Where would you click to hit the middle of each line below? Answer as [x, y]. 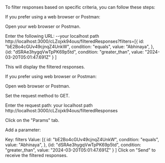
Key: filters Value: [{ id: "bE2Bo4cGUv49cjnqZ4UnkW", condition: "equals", [82, 139]
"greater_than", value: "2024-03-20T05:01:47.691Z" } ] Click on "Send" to [81, 150]
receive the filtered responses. [37, 155]
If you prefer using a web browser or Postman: [53, 17]
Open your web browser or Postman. [43, 26]
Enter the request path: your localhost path [49, 105]
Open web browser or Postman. [38, 86]
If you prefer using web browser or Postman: [51, 76]
